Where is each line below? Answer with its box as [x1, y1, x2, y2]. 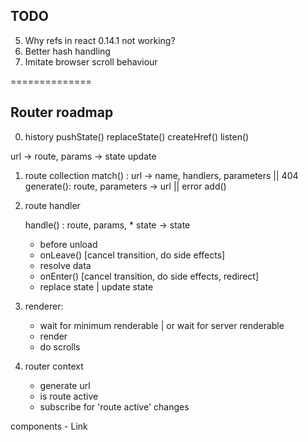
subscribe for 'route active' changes [39, 400, 190, 413]
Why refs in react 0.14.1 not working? [24, 34, 176, 46]
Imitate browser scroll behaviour [24, 55, 158, 68]
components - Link [10, 420, 88, 432]
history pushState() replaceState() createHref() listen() [24, 130, 250, 143]
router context [24, 360, 84, 372]
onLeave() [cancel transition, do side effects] [39, 249, 226, 261]
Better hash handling [24, 45, 111, 57]
